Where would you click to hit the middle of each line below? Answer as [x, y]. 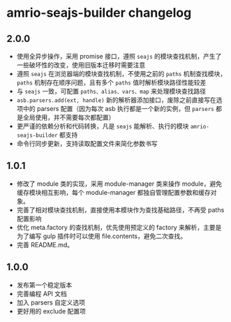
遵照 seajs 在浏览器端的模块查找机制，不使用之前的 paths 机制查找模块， [121, 74]
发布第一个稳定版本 [44, 285]
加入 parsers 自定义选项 [51, 302]
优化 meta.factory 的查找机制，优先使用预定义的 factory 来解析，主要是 [119, 227]
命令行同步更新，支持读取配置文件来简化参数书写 [87, 144]
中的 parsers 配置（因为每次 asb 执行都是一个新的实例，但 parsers [118, 109]
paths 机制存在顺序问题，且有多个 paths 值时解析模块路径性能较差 [111, 82]
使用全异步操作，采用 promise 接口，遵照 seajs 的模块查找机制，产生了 [119, 56]
